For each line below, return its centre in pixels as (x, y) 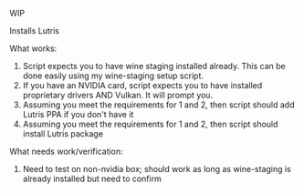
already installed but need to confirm (92, 178)
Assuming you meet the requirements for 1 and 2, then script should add (158, 105)
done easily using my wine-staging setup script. (113, 76)
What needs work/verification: (66, 151)
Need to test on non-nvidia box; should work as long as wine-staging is (157, 169)
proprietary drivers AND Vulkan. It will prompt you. (117, 95)
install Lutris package (63, 134)
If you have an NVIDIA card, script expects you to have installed (142, 85)
